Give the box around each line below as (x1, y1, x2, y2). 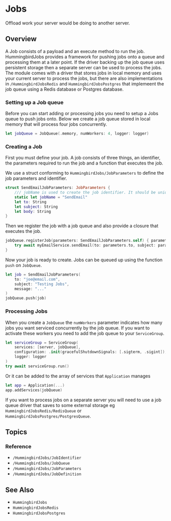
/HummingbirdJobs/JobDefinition (12, 472, 81, 477)
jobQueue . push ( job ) (5, 296, 47, 301)
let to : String (14, 199, 47, 204)
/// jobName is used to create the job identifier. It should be (14, 190, 156, 195)
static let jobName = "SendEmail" (14, 195, 88, 200)
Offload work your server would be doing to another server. (5, 20, 130, 26)
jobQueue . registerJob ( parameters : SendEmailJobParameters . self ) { (5, 238, 149, 243)
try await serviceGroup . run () (5, 364, 70, 369)
